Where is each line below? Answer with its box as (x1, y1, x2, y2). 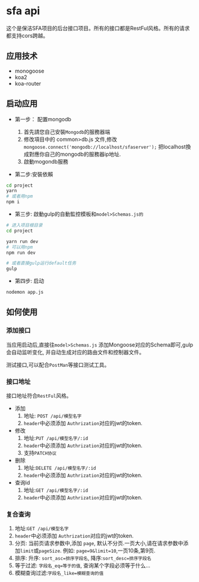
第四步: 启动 (14, 278, 45, 285)
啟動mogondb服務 (23, 158, 68, 165)
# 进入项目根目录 (6, 222, 43, 228)
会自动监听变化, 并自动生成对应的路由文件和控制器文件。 (6, 348, 144, 356)
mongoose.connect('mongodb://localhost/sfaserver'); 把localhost (23, 143, 186, 150)
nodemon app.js (6, 290, 44, 295)
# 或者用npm (6, 193, 33, 200)
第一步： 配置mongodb (14, 115, 71, 122)
